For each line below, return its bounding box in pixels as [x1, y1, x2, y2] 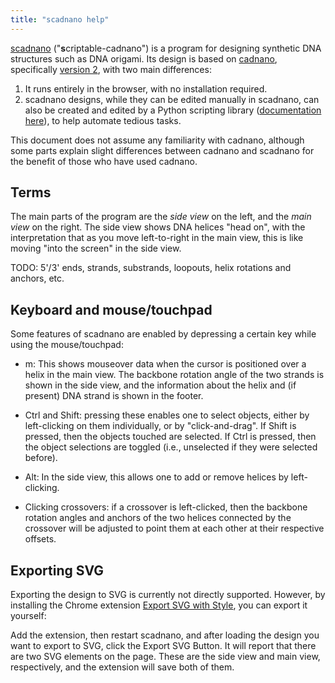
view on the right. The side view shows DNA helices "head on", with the [10, 221, 306, 233]
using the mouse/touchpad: [10, 339, 124, 351]
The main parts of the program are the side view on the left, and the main [10, 211, 312, 223]
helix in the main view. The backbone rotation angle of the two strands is [24, 369, 325, 381]
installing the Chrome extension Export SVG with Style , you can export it [10, 599, 308, 611]
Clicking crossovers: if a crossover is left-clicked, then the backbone [24, 501, 308, 513]
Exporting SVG [10, 562, 105, 579]
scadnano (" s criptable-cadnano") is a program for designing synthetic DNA [10, 42, 322, 54]
